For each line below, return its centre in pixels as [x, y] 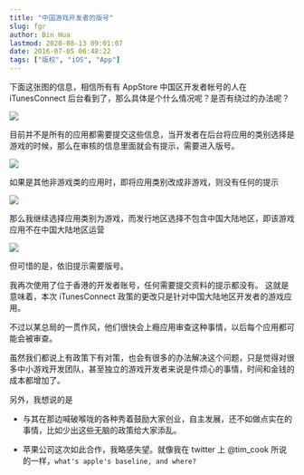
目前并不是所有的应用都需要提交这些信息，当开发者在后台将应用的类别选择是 [152, 134]
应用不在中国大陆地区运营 [57, 229]
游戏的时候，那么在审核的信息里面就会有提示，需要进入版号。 [124, 145]
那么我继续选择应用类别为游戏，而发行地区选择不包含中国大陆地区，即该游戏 [152, 218]
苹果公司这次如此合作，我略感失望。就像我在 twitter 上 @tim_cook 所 [151, 449]
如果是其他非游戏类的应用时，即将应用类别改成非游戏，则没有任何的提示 [144, 182]
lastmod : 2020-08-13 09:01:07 [66, 43]
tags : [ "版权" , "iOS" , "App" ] [65, 60]
